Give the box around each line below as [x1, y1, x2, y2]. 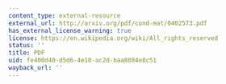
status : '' [8, 42, 45, 50]
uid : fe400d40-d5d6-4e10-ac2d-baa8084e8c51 [8, 57, 157, 65]
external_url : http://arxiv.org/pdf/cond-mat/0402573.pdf [8, 19, 207, 27]
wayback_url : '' [8, 64, 63, 72]
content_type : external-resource [8, 11, 121, 20]
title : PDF [8, 49, 45, 57]
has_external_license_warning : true [8, 26, 132, 34]
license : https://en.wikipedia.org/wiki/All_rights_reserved [8, 34, 219, 42]
